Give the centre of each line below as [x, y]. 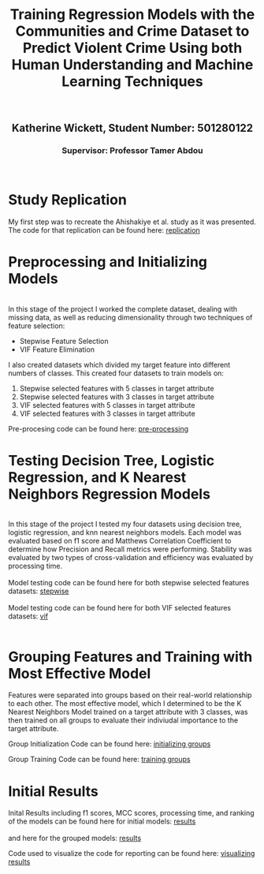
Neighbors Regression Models [110, 494]
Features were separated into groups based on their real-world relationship [130, 695]
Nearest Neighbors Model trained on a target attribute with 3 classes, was [128, 712]
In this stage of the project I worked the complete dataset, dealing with [123, 308]
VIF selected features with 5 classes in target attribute [107, 405]
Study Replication [68, 200]
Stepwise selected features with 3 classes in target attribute [117, 397]
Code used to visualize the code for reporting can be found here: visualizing [132, 853]
